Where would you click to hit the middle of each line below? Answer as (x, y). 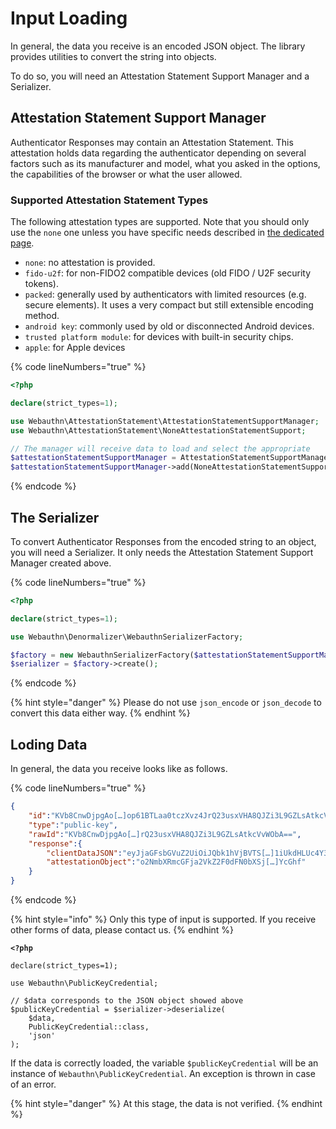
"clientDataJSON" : (84, 853)
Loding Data (49, 744)
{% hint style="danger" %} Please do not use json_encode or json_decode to (166, 703)
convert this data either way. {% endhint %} (100, 713)
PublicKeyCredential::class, (89, 1027)
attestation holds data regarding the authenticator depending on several (158, 153)
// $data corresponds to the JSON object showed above (127, 1001)
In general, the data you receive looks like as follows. (119, 769)
